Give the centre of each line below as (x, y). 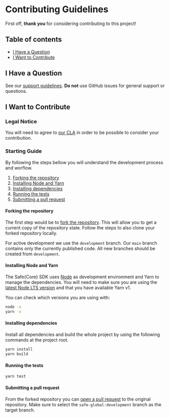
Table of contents (33, 40)
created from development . (32, 254)
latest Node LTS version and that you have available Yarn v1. (68, 288)
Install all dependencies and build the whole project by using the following (82, 334)
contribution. (19, 138)
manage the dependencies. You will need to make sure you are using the (81, 282)
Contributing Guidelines (57, 9)
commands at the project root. (37, 339)
